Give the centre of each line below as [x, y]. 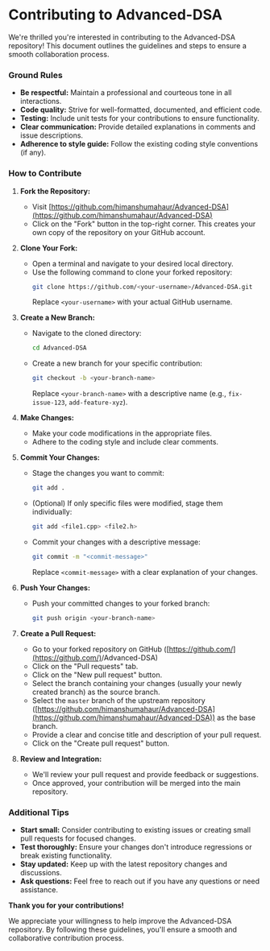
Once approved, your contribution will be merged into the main [136, 783]
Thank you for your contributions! [66, 905]
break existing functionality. [66, 855]
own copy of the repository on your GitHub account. [118, 232]
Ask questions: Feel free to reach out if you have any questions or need [140, 881]
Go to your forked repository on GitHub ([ [100, 649]
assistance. [39, 889]
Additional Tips [39, 812]
